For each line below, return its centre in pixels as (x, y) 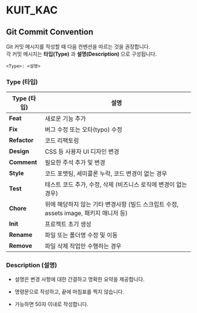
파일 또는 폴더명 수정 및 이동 (81, 235)
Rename (21, 235)
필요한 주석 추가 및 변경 (75, 163)
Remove (21, 246)
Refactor (21, 140)
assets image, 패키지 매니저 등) (86, 213)
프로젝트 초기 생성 (68, 224)
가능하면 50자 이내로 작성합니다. (52, 304)
